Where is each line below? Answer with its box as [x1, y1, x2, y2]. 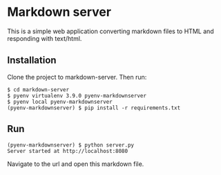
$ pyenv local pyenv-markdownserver [7, 98, 113, 105]
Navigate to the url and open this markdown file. [7, 160, 144, 168]
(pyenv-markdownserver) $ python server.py [7, 141, 135, 149]
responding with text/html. [7, 34, 82, 42]
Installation [7, 55, 57, 66]
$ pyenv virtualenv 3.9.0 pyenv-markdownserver [7, 92, 147, 99]
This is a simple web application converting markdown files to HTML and [7, 27, 214, 35]
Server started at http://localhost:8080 [7, 147, 128, 154]
